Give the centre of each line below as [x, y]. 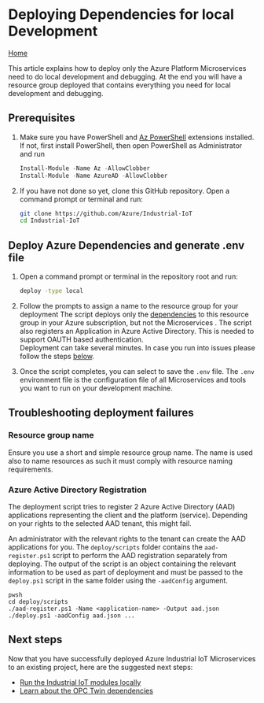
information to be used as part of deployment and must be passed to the [126, 572]
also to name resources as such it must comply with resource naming [121, 461]
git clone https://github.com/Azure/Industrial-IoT [106, 213]
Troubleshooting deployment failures [101, 413]
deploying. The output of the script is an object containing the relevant [122, 564]
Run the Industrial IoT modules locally [80, 682]
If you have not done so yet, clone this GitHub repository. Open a [125, 191]
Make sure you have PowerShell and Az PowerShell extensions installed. [137, 137]
